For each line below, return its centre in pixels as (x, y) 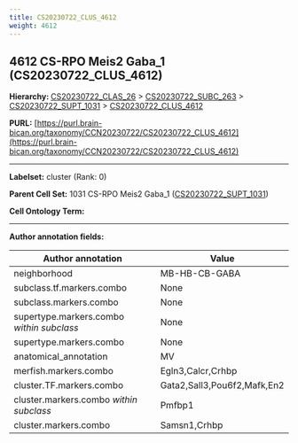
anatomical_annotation (61, 357)
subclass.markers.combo (66, 302)
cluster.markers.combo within (75, 400)
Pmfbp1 (177, 406)
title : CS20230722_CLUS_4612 (63, 17)
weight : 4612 (33, 26)
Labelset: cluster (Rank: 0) (58, 177)
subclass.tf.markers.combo (70, 288)
